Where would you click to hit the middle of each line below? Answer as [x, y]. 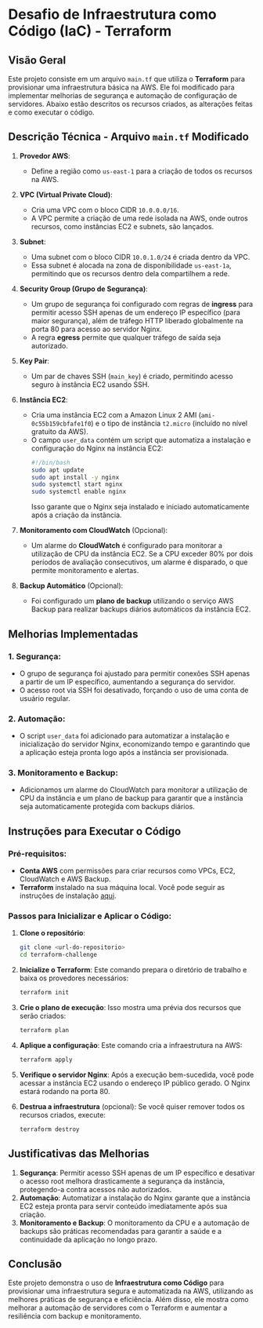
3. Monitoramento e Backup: [63, 773]
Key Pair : [34, 361]
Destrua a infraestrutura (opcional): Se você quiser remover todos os [132, 1106]
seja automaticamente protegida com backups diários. [107, 807]
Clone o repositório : [52, 933]
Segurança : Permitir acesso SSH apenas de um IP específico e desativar [137, 1173]
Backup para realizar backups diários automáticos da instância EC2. [141, 609]
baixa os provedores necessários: [74, 978]
